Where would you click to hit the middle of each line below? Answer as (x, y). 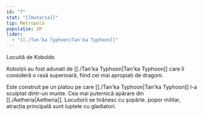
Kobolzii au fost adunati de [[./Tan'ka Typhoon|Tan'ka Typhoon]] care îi (95, 69)
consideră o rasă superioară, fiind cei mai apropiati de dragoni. (85, 75)
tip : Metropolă (26, 23)
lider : (15, 34)
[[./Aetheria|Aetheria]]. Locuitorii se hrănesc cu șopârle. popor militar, (94, 100)
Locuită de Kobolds (30, 57)
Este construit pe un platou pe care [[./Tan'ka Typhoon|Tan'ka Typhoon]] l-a (102, 87)
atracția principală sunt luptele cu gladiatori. (61, 106)
